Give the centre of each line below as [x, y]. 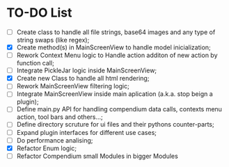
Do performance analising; [55, 140]
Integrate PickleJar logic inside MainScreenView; [87, 70]
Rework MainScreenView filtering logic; [73, 86]
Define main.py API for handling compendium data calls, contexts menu [119, 109]
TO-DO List [39, 13]
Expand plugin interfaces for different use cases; [87, 132]
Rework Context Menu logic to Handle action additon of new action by [117, 55]
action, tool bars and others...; [60, 117]
